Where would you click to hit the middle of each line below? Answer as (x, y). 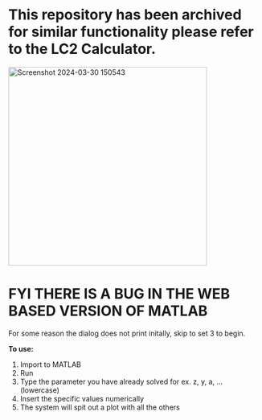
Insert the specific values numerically (82, 398)
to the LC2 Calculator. (82, 49)
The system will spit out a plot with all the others (100, 407)
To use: (21, 348)
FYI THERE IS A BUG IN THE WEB (119, 294)
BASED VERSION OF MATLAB (108, 311)
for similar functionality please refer (131, 32)
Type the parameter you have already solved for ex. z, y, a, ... (121, 381)
